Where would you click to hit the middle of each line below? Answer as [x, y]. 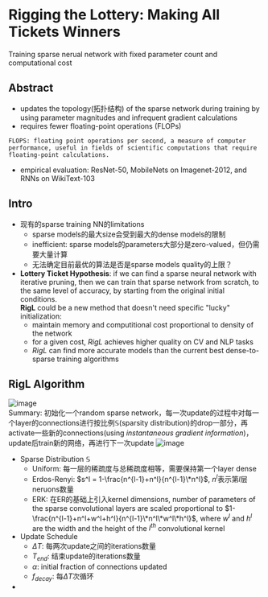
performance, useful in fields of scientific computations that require [133, 148]
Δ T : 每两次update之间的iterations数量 [94, 546]
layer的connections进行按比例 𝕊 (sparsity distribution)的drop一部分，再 [131, 423]
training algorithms [88, 359]
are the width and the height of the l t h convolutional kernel [128, 527]
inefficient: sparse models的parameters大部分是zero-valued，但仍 [142, 244]
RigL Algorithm [47, 384]
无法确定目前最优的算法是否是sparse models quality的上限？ [132, 264]
